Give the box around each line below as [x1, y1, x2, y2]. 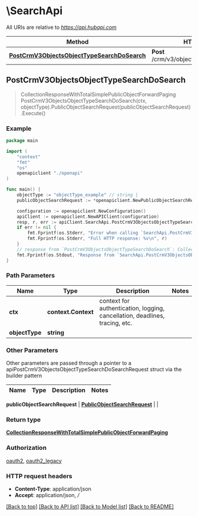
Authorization [6, 444, 47, 452]
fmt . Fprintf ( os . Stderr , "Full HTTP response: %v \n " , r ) [27, 236, 167, 241]
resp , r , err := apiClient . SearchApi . [16, 219, 112, 225]
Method [66, 37, 89, 45]
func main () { [6, 187, 41, 192]
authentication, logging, [99, 304, 165, 312]
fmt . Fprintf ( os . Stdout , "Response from [16, 252, 115, 258]
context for [99, 296, 130, 305]
